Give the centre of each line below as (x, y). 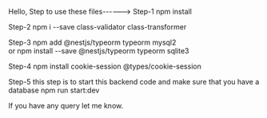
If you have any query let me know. (66, 106)
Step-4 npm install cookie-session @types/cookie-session (105, 66)
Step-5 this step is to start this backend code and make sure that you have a (134, 82)
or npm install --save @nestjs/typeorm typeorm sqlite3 (99, 51)
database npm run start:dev (54, 90)
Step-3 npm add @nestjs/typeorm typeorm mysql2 (92, 42)
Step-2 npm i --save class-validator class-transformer (98, 27)
